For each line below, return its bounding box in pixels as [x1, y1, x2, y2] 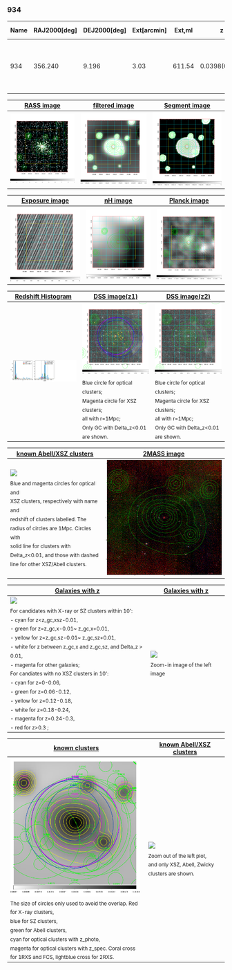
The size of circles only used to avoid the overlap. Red [10, 900, 138, 907]
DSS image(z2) [166, 292, 211, 301]
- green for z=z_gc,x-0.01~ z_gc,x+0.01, [10, 626, 109, 633]
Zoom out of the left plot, [148, 852, 207, 859]
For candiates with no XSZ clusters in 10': [10, 671, 109, 678]
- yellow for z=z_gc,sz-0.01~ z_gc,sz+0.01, [10, 634, 116, 641]
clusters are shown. [148, 870, 195, 877]
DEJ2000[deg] [82, 26, 126, 35]
